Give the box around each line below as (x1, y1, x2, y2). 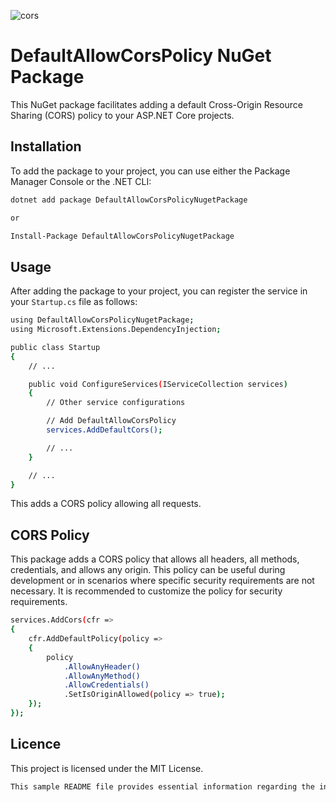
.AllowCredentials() (63, 680, 150, 690)
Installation (10, 138, 82, 155)
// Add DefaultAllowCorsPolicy (46, 416, 177, 426)
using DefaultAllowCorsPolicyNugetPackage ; (10, 315, 195, 325)
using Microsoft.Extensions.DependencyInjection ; (10, 325, 222, 335)
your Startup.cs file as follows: (10, 296, 138, 308)
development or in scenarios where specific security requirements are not (10, 575, 315, 587)
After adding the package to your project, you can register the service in (10, 285, 308, 297)
